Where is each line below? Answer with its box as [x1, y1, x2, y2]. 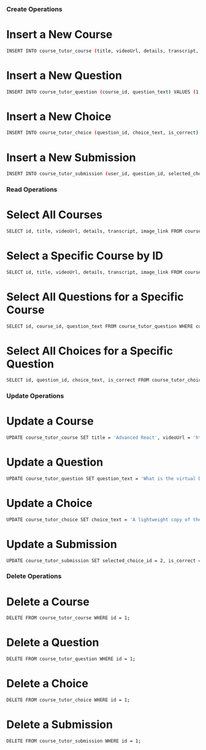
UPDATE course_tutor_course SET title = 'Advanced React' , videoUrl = [6, 435, 191, 441]
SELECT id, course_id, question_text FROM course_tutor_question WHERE [6, 323, 193, 330]
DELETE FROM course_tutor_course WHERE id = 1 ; [6, 615, 131, 621]
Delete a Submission [6, 717, 113, 732]
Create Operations [6, 5, 63, 14]
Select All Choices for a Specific [6, 344, 174, 358]
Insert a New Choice [6, 109, 112, 123]
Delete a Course [6, 595, 90, 609]
